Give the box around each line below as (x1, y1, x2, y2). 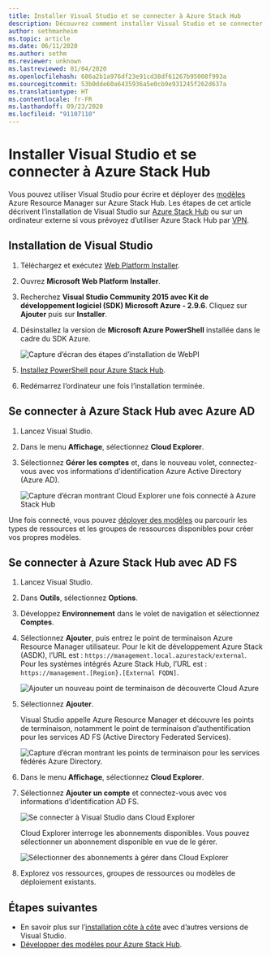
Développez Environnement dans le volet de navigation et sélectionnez (19, 609, 260, 619)
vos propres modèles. (8, 532, 81, 542)
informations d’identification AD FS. (19, 797, 140, 807)
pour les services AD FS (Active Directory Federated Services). (19, 733, 231, 742)
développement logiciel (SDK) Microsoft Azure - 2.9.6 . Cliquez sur (19, 300, 247, 310)
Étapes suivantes (8, 900, 98, 915)
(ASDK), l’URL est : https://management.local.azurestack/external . (19, 650, 247, 660)
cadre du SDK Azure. (19, 333, 91, 343)
